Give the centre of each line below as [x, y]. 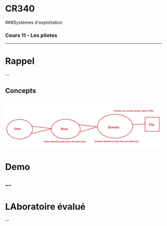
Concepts [21, 91]
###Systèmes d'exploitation [34, 22]
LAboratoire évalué [45, 206]
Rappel [20, 61]
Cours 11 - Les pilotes [31, 35]
